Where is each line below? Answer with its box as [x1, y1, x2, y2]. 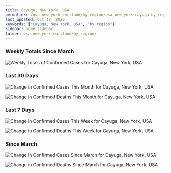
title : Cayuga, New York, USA [5, 7, 70, 13]
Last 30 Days [5, 72, 39, 79]
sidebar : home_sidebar [5, 26, 53, 32]
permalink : [5, 12, 28, 17]
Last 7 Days [5, 106, 35, 113]
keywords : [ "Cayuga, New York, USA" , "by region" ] [5, 21, 115, 27]
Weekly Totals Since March [5, 48, 74, 55]
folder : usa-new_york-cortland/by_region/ [5, 31, 97, 36]
